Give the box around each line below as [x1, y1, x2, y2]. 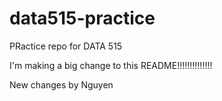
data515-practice [9, 7, 156, 30]
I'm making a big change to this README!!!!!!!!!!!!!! [9, 59, 213, 71]
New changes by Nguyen [9, 78, 114, 91]
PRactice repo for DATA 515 [9, 40, 123, 52]
